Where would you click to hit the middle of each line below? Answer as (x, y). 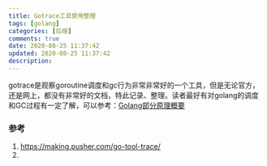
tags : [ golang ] (34, 23)
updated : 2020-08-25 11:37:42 (60, 53)
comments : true (34, 38)
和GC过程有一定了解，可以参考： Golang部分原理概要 (97, 105)
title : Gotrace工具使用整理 (52, 16)
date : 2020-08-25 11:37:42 (54, 46)
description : (30, 62)
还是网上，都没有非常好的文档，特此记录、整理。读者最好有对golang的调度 (134, 95)
